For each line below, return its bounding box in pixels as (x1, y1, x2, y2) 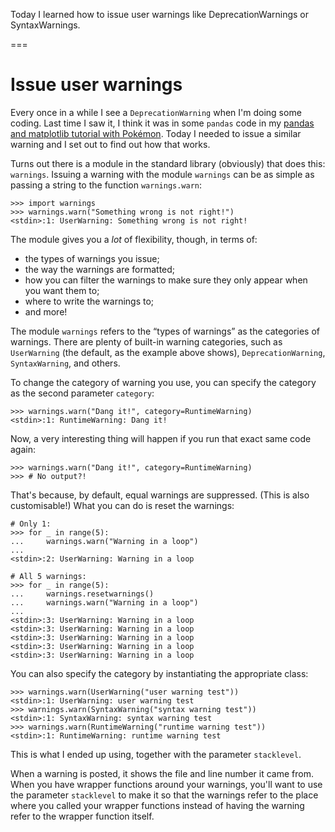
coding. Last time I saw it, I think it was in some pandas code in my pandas (10, 117, 315, 129)
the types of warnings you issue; (24, 252, 160, 264)
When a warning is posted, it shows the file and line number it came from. (10, 767, 314, 779)
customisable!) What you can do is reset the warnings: (10, 499, 235, 511)
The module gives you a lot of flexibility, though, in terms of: (10, 233, 258, 245)
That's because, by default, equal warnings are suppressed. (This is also (10, 489, 310, 501)
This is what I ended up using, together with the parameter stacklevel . (10, 748, 302, 760)
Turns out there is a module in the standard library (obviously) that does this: (10, 157, 326, 169)
